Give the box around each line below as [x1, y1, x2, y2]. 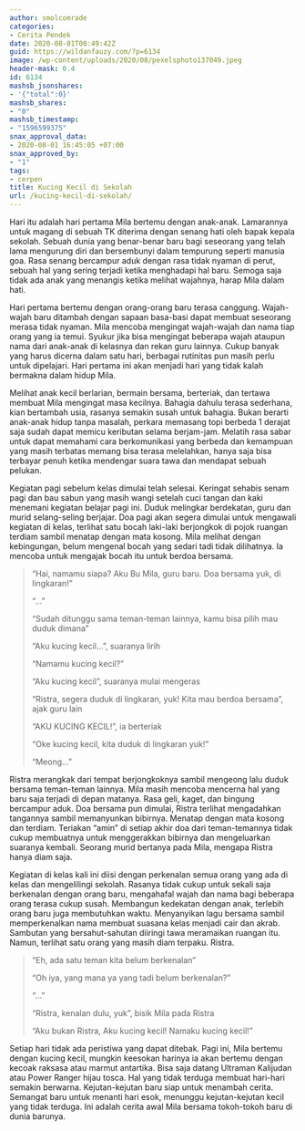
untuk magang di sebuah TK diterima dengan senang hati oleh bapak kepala [9, 226, 296, 237]
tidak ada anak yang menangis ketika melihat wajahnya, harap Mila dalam [9, 275, 285, 285]
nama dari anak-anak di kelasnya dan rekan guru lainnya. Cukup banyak [9, 341, 280, 351]
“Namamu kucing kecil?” [31, 659, 125, 669]
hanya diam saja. [9, 852, 73, 862]
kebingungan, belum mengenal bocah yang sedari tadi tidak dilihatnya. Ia [9, 541, 284, 552]
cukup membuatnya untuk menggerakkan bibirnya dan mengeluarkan [9, 832, 271, 843]
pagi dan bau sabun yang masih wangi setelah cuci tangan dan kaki [9, 493, 264, 503]
